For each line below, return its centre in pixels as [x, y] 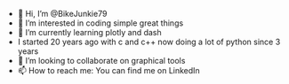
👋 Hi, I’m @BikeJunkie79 [62, 14]
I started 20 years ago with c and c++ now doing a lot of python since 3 [149, 42]
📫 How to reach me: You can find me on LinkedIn [108, 70]
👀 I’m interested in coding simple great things [100, 23]
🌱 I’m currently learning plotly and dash [89, 32]
